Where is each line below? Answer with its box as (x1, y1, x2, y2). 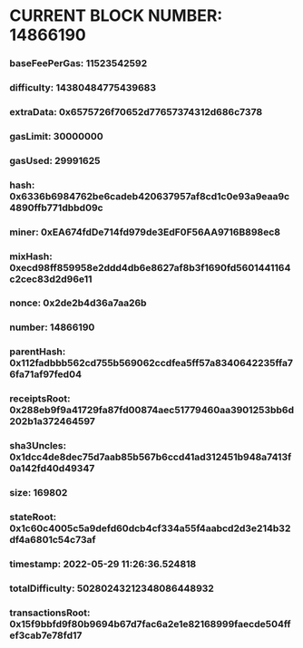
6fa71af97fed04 (9, 368, 83, 381)
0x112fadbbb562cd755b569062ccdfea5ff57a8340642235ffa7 (9, 357, 293, 370)
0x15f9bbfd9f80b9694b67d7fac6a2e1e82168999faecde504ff (9, 617, 292, 630)
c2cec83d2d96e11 (9, 273, 93, 285)
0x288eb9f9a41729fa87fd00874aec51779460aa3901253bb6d (9, 404, 295, 417)
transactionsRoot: (9, 606, 91, 619)
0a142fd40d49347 (9, 462, 95, 475)
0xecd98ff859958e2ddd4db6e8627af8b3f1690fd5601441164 (9, 261, 291, 274)
